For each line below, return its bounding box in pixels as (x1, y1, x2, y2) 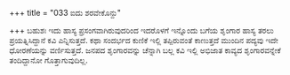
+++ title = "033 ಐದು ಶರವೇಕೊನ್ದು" (9, 8, 122, 18)
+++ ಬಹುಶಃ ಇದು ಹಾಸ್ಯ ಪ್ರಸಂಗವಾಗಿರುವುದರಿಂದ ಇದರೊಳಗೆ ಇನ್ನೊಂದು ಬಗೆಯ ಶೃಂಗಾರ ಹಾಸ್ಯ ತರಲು (9, 26, 274, 35)
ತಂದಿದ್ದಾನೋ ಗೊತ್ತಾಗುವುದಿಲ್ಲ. (9, 55, 89, 65)
